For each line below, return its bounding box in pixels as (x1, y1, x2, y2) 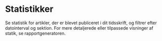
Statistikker (5, 3, 54, 15)
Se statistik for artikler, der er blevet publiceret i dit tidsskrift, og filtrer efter (5, 20, 157, 26)
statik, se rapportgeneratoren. (5, 30, 66, 36)
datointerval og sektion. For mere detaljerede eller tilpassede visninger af (5, 25, 154, 31)
